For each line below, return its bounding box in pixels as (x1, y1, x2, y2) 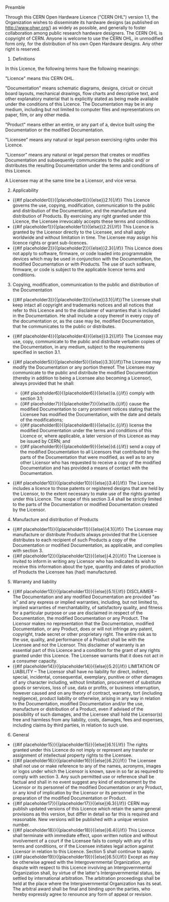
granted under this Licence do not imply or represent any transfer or (12, 747, 154, 753)
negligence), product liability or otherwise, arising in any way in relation (12, 695, 161, 701)
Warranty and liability (12, 579, 57, 585)
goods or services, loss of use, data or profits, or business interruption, (12, 685, 160, 691)
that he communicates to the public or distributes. (12, 323, 116, 329)
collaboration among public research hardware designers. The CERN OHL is (5, 30, 162, 36)
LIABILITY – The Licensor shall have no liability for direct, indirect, (12, 669, 149, 675)
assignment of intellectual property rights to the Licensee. (12, 752, 133, 758)
